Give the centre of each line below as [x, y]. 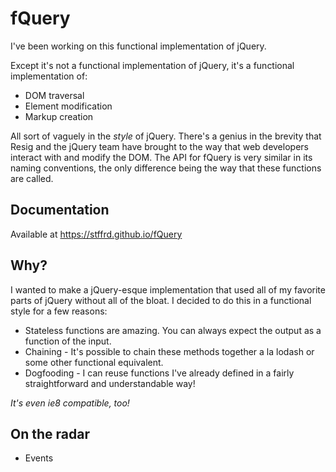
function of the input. [68, 341]
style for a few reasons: [59, 311]
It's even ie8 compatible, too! [70, 403]
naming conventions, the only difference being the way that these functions [166, 168]
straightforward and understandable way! [110, 383]
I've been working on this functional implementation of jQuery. [138, 46]
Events [39, 458]
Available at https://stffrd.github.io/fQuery [96, 234]
